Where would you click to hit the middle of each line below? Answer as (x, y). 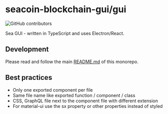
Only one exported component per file (53, 90)
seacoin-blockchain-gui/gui (66, 9)
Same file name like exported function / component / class (74, 95)
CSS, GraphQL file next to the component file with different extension (85, 101)
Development (27, 49)
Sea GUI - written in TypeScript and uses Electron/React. (65, 33)
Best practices (29, 78)
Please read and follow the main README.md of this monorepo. (72, 62)
